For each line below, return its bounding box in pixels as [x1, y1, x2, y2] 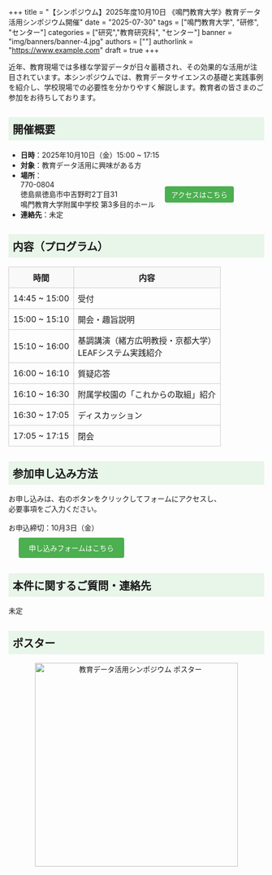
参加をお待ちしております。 [8, 93, 100, 102]
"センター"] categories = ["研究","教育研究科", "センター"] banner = [8, 28, 233, 37]
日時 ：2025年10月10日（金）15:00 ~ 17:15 [19, 150, 160, 160]
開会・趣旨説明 [77, 314, 136, 325]
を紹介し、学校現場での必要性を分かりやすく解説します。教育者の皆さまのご [8, 82, 264, 92]
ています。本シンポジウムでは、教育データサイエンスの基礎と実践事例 [29, 73, 264, 81]
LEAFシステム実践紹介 [77, 347, 163, 358]
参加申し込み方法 [12, 467, 98, 481]
